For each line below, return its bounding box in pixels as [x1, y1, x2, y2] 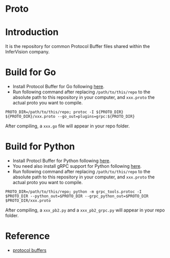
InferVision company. [5, 49, 50, 55]
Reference [5, 230, 50, 242]
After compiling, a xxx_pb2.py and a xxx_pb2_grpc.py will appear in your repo [5, 207, 165, 213]
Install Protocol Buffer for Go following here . [12, 84, 105, 90]
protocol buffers [12, 247, 47, 253]
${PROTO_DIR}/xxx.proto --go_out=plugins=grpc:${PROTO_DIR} [5, 114, 135, 119]
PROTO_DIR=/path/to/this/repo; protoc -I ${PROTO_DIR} [5, 110, 124, 115]
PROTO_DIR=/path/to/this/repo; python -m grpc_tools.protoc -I [5, 189, 142, 194]
